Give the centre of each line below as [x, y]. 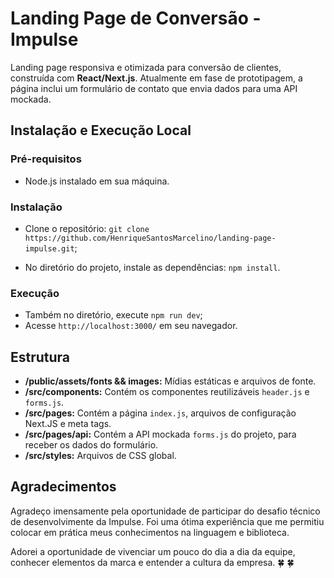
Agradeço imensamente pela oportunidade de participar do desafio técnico [165, 511]
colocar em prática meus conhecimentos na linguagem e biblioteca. [150, 532]
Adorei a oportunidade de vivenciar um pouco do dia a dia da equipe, [153, 551]
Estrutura [40, 357]
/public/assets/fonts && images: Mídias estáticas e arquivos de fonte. [170, 381]
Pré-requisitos [46, 159]
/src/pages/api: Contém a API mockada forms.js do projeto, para [160, 434]
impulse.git [49, 248]
